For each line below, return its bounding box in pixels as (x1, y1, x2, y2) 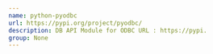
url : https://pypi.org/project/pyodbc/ (8, 19, 143, 27)
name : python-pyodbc (8, 11, 78, 20)
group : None (8, 33, 48, 42)
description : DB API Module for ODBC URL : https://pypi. (8, 26, 207, 34)
